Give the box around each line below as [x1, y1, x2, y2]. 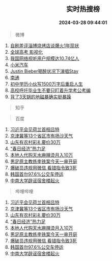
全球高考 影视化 [10, 49, 43, 55]
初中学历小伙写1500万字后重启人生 [10, 81, 83, 87]
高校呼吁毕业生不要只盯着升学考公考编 [10, 87, 91, 93]
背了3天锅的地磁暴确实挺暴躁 [10, 94, 71, 100]
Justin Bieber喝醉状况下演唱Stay [10, 68, 79, 74]
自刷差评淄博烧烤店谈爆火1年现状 [10, 42, 79, 49]
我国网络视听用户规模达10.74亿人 [10, 55, 79, 61]
